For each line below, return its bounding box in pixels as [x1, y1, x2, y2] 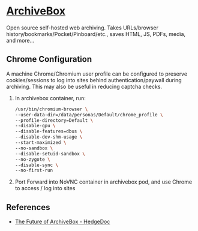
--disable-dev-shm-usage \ [14, 134, 83, 140]
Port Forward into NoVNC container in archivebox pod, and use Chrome [14, 178, 193, 185]
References [6, 202, 50, 212]
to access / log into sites [14, 185, 76, 192]
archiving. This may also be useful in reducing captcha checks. [6, 83, 163, 90]
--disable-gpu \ [14, 123, 56, 129]
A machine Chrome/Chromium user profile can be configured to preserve [6, 70, 188, 77]
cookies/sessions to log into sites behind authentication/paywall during [6, 76, 182, 83]
